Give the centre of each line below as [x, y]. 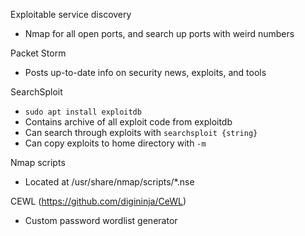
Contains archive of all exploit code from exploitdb [128, 122]
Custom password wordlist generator [101, 220]
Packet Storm [38, 53]
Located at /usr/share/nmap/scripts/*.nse [109, 182]
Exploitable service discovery [71, 14]
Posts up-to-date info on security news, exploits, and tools [145, 72]
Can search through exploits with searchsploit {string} [141, 132]
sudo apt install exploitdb [83, 112]
